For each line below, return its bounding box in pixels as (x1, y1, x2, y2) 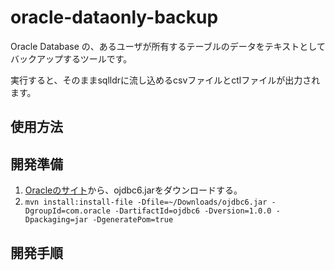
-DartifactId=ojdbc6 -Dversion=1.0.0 (114, 206, 272, 216)
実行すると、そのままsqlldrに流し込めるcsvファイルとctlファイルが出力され (10, 74, 321, 86)
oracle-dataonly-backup (10, 6, 219, 29)
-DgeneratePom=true (92, 215, 174, 225)
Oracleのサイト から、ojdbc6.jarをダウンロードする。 (24, 184, 243, 196)
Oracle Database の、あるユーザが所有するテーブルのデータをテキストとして (10, 40, 326, 52)
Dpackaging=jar (24, 215, 89, 225)
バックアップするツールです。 (10, 52, 133, 65)
